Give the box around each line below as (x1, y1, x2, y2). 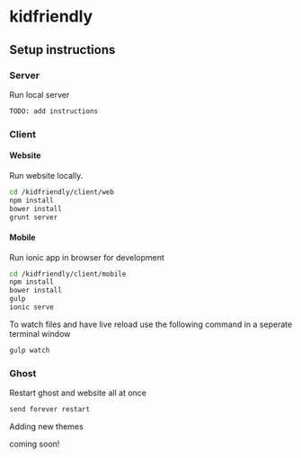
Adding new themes (9, 421, 84, 432)
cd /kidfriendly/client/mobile (9, 269, 127, 278)
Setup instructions (9, 42, 116, 57)
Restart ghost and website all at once (9, 388, 146, 399)
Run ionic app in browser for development (9, 251, 164, 262)
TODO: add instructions (9, 106, 99, 116)
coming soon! (9, 438, 60, 449)
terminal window (9, 328, 71, 339)
